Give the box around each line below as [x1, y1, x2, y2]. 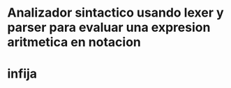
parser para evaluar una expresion [7, 19, 211, 35]
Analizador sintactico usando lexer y [7, 5, 225, 21]
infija [7, 66, 37, 82]
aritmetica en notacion [7, 35, 141, 50]
